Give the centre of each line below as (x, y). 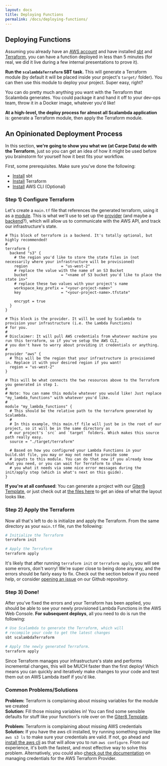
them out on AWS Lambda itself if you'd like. (51, 677)
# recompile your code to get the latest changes (58, 633)
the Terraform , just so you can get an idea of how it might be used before (81, 151)
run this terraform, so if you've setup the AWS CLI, (62, 341)
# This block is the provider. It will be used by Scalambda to (73, 319)
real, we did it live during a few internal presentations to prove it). (72, 62)
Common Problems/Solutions (42, 690)
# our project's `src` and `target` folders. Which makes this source (84, 433)
